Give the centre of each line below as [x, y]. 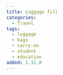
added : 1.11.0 [24, 62]
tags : [13, 29]
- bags [20, 40]
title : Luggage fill [32, 12]
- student [24, 51]
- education [27, 57]
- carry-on [25, 46]
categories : [21, 18]
